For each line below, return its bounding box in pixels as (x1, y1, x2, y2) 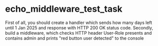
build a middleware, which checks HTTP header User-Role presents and (5, 30, 152, 36)
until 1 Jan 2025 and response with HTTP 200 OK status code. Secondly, (5, 24, 154, 30)
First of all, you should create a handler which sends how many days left (5, 20, 152, 25)
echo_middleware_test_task (5, 3, 122, 15)
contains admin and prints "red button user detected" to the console (5, 35, 144, 41)
